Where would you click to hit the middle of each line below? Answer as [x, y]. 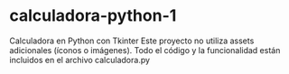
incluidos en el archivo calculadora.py [80, 60]
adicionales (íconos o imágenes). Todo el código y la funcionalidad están [145, 50]
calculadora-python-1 [93, 16]
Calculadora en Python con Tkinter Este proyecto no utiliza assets [132, 41]
